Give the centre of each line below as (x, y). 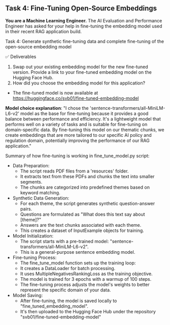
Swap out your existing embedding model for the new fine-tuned (80, 67)
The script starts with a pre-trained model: (64, 241)
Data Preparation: (31, 165)
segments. (31, 182)
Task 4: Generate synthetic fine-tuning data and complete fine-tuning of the (84, 41)
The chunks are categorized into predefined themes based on (85, 187)
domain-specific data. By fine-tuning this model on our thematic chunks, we (85, 130)
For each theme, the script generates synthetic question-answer (88, 203)
